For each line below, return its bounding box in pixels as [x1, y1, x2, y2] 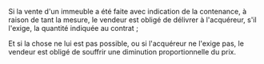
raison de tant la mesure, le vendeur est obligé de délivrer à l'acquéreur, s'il [8, 15, 258, 24]
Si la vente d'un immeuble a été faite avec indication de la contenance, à [8, 7, 247, 16]
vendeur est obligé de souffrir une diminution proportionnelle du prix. [8, 47, 236, 56]
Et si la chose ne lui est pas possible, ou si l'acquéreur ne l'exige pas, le [8, 39, 244, 48]
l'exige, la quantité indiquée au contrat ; [8, 24, 138, 32]
